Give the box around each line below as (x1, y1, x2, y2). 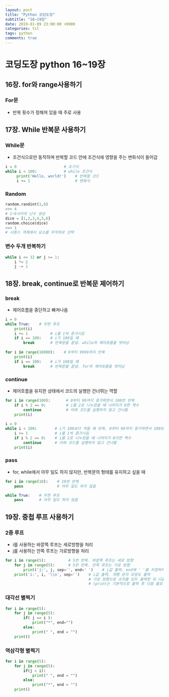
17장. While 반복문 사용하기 (5, 126, 86, 134)
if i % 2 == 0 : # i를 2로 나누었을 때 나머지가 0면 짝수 (14, 402, 139, 408)
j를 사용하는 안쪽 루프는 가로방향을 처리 (12, 548, 89, 554)
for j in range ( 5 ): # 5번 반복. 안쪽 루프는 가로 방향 (14, 562, 130, 568)
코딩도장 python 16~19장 (5, 59, 106, 71)
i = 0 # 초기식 (5, 165, 79, 170)
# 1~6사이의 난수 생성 (5, 211, 45, 216)
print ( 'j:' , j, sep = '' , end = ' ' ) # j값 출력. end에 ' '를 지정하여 (23, 567, 165, 572)
